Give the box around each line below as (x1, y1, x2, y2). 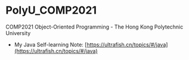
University (5, 29, 31, 36)
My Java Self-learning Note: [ (14, 41, 87, 48)
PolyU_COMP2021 (5, 4, 97, 17)
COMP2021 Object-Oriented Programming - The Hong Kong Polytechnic (5, 23, 184, 30)
